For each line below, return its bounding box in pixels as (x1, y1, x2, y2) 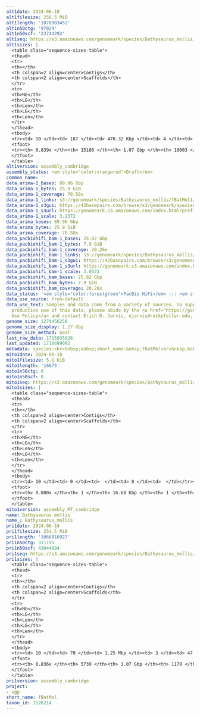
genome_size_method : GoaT (6, 330, 70, 335)
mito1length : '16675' (6, 362, 60, 369)
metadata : (6, 346, 31, 352)
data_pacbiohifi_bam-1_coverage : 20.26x (6, 246, 108, 253)
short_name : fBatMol (6, 694, 58, 701)
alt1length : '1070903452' (6, 20, 70, 26)
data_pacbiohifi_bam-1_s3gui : (6, 258, 82, 264)
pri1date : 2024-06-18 (6, 523, 60, 529)
